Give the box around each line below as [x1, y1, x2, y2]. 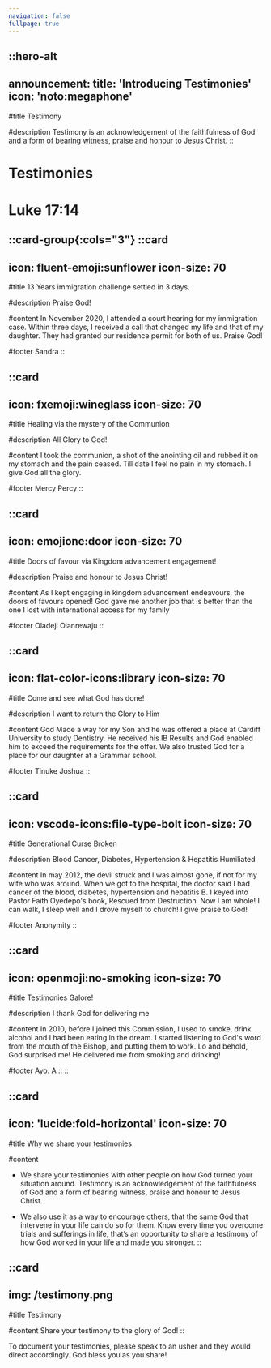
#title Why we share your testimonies [8, 1139, 132, 1148]
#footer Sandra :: [8, 346, 66, 357]
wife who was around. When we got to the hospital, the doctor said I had [8, 879, 251, 889]
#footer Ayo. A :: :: [8, 1066, 69, 1075]
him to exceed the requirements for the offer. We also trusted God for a [8, 741, 245, 751]
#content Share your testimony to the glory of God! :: [8, 1325, 184, 1335]
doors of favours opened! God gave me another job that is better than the [8, 596, 253, 606]
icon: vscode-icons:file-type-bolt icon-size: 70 [8, 817, 252, 831]
